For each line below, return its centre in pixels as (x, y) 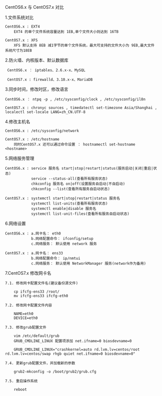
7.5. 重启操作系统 (21, 381)
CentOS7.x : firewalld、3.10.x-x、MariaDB (50, 79)
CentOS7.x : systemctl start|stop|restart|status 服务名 (63, 198)
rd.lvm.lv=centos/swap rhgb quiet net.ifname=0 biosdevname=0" (70, 354)
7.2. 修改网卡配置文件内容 (29, 305)
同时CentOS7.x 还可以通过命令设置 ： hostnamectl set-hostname (75, 144)
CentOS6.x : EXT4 (23, 27)
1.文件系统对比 (19, 17)
